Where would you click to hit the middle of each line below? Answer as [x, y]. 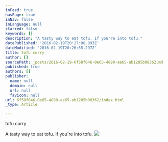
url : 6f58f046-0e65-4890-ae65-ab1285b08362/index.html [65, 100]
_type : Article [21, 105]
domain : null [24, 86]
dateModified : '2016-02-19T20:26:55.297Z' [51, 48]
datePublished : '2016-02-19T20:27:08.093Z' [52, 43]
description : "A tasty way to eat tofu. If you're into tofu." [74, 39]
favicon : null [25, 95]
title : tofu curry [25, 52]
